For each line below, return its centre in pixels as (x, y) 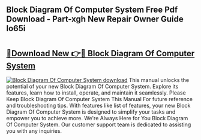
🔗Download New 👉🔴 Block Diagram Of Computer (100, 53)
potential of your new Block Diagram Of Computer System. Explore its (92, 86)
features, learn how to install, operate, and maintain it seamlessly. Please (96, 93)
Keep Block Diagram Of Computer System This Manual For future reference (100, 99)
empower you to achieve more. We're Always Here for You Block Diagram (97, 118)
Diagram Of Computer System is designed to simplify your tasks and (91, 112)
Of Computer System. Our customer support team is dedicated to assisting (99, 124)
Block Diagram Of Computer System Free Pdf (92, 10)
